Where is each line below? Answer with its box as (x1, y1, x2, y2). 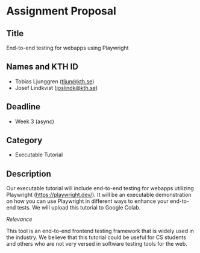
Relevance (6, 216, 33, 223)
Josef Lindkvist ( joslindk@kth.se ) (14, 84, 98, 91)
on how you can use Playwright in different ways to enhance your (6, 197, 169, 205)
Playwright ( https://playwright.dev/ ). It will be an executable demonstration (6, 191, 192, 199)
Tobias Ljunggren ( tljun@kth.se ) (14, 77, 95, 85)
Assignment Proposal (6, 4, 116, 18)
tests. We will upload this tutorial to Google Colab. (17, 204, 141, 211)
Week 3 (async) (14, 118, 54, 125)
